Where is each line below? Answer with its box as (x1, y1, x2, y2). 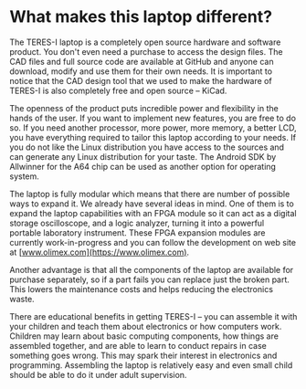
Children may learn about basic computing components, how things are (9, 331, 279, 342)
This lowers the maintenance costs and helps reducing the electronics (9, 283, 274, 294)
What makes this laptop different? (9, 6, 272, 27)
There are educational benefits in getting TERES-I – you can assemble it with (9, 310, 298, 321)
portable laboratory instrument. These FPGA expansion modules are (9, 226, 267, 238)
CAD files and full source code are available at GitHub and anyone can (9, 56, 274, 67)
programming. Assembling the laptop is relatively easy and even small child (9, 359, 293, 371)
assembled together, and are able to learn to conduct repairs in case (9, 340, 267, 351)
